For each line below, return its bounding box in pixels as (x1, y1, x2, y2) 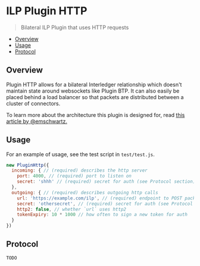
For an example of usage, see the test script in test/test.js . (6, 150, 155, 158)
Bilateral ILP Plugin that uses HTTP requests (20, 24, 129, 31)
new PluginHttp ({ (6, 162, 49, 168)
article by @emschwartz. (6, 118, 67, 125)
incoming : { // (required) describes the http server (11, 167, 148, 173)
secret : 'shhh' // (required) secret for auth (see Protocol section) (17, 179, 196, 185)
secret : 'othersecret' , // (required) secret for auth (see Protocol (17, 201, 193, 207)
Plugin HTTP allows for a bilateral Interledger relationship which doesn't (6, 81, 182, 88)
